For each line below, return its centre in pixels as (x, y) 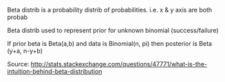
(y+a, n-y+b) (25, 51)
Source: (18, 64)
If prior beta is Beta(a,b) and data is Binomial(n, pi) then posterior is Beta (109, 43)
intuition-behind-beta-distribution (55, 71)
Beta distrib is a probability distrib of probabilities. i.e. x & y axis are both (110, 10)
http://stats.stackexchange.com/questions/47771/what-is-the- (119, 64)
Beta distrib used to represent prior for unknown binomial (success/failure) (113, 30)
